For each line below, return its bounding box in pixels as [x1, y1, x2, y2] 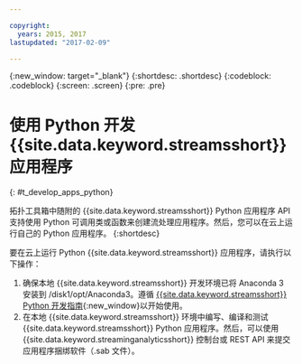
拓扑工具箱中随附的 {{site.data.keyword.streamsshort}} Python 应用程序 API [9, 205, 291, 217]
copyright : [9, 21, 50, 30]
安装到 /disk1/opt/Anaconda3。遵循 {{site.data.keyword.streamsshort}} [22, 289, 287, 300]
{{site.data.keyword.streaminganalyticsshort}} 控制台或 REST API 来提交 [22, 334, 291, 345]
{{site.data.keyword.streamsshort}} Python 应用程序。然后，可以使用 [22, 322, 279, 334]
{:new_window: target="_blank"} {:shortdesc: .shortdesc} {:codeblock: [9, 70, 272, 81]
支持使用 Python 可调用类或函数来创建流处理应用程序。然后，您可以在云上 [9, 217, 286, 228]
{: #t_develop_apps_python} [9, 187, 114, 198]
